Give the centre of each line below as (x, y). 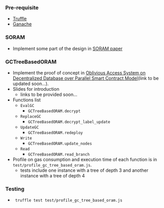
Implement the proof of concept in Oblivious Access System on (79, 72)
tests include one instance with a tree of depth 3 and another (84, 170)
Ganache (22, 24)
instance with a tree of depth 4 (52, 175)
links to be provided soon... (49, 94)
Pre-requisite (22, 8)
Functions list (26, 100)
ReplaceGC (31, 116)
